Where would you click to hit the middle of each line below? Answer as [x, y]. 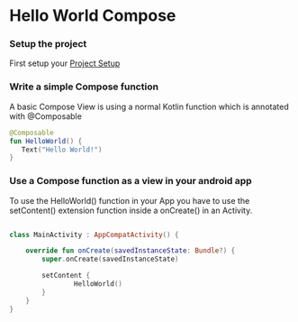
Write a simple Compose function [84, 87]
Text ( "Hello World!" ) [62, 150]
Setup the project [48, 44]
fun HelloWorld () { [46, 141]
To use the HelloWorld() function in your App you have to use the [130, 200]
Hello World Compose [93, 16]
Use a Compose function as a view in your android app [131, 181]
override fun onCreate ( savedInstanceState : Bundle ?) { [131, 251]
